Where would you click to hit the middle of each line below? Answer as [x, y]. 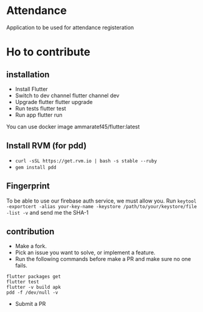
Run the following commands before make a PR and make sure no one [103, 259]
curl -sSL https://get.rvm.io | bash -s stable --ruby [86, 161]
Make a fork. [31, 246]
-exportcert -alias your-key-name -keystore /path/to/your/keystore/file [102, 206]
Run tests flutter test [40, 108]
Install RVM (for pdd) [46, 146]
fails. [21, 266]
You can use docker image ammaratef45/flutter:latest [73, 127]
